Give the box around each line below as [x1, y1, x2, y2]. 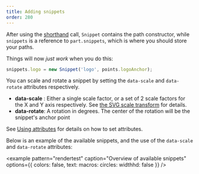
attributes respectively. [23, 83, 80, 91]
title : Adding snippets [6, 8, 65, 15]
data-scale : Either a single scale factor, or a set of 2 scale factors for [14, 95, 185, 102]
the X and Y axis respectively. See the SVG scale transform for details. [14, 101, 187, 108]
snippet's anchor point [14, 114, 70, 121]
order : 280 [6, 14, 33, 20]
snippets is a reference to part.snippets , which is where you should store [6, 37, 187, 44]
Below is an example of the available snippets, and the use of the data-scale [6, 137, 193, 144]
